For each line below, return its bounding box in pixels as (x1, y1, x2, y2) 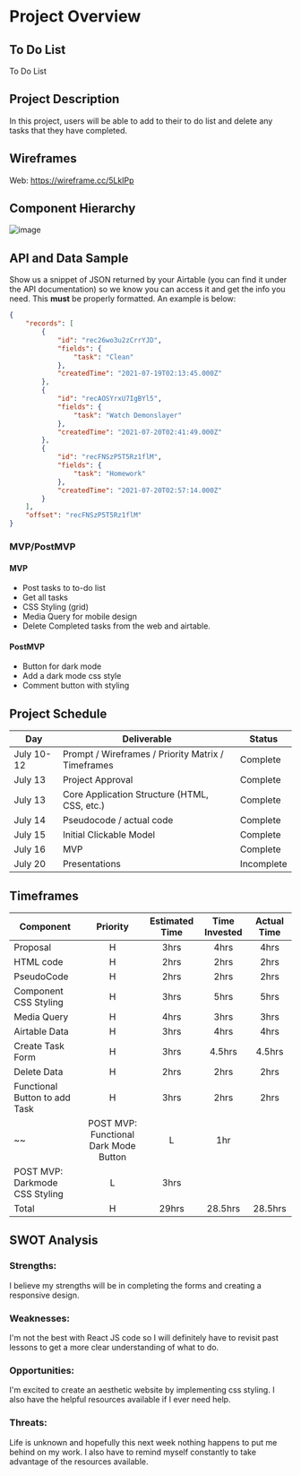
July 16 (13, 843, 47, 855)
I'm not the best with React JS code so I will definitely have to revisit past (9, 1332, 279, 1342)
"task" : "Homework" (73, 469, 146, 478)
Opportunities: (9, 1364, 74, 1376)
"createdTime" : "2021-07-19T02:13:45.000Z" (56, 369, 222, 378)
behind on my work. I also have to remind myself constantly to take (9, 1446, 257, 1457)
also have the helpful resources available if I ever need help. (9, 1394, 231, 1405)
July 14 (13, 814, 47, 827)
